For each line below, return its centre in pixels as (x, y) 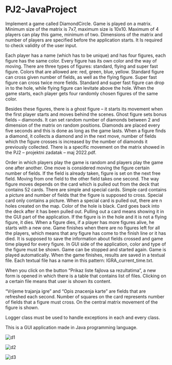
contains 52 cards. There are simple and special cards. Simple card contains (86, 189)
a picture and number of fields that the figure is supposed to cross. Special (84, 195)
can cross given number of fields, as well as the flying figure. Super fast (81, 77)
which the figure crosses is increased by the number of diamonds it (77, 141)
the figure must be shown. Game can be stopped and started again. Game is (86, 249)
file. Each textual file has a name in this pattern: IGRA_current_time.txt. (79, 260)
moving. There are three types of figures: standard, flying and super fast (82, 66)
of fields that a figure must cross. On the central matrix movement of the (82, 302)
